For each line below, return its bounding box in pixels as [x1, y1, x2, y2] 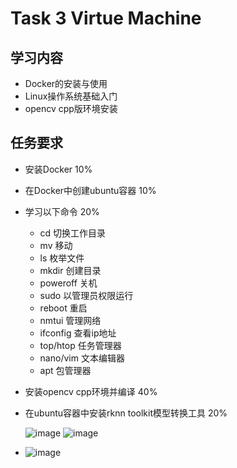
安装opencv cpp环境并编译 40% [24, 385, 158, 397]
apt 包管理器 [39, 364, 92, 376]
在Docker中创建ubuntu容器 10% [24, 184, 157, 196]
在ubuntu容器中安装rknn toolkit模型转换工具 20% [24, 407, 228, 419]
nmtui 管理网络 [39, 314, 102, 326]
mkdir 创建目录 [39, 264, 102, 276]
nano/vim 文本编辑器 [39, 352, 125, 364]
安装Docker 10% [24, 163, 93, 175]
